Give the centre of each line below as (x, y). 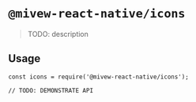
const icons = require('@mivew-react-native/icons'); (99, 77)
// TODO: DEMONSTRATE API (51, 90)
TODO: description (58, 34)
